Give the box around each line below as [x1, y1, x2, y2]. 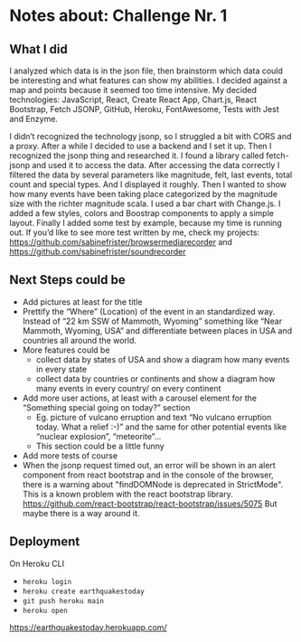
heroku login [22, 577, 72, 586]
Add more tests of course [22, 449, 118, 461]
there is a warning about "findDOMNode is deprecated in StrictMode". [22, 478, 284, 489]
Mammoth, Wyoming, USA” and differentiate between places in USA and [22, 325, 292, 335]
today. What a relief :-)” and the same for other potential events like [35, 421, 287, 432]
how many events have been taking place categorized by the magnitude [9, 189, 278, 199]
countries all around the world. [22, 335, 137, 345]
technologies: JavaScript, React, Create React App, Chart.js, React [9, 94, 258, 105]
